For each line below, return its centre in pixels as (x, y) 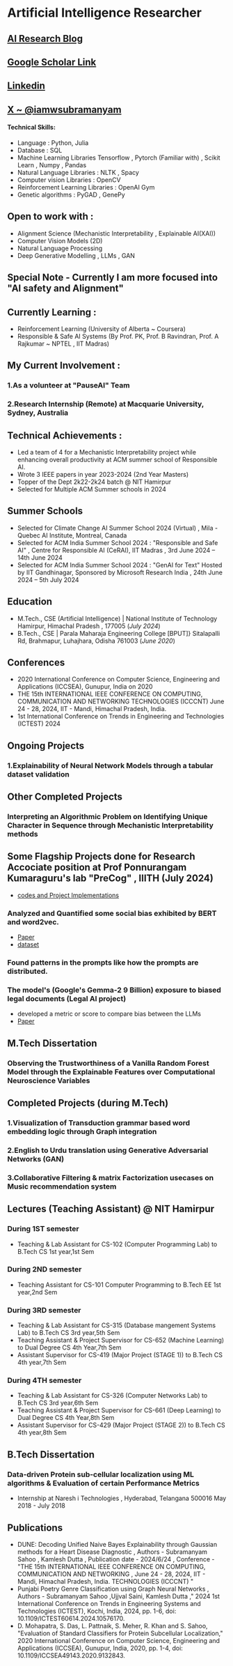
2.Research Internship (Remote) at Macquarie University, (106, 404)
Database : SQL (40, 150)
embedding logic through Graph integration (82, 1132)
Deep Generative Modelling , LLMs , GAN (76, 255)
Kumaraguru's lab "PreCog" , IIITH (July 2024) (110, 879)
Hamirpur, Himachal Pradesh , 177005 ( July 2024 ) (89, 626)
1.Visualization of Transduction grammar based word (99, 1123)
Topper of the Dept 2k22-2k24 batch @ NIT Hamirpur (94, 482)
